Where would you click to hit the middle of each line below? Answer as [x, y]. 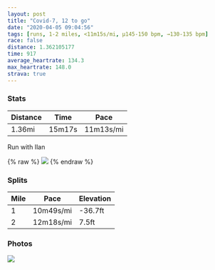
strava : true [27, 74]
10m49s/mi [53, 211]
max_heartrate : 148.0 [40, 67]
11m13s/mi [104, 129]
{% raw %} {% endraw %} [51, 161]
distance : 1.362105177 [41, 47]
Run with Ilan [26, 146]
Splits [17, 180]
